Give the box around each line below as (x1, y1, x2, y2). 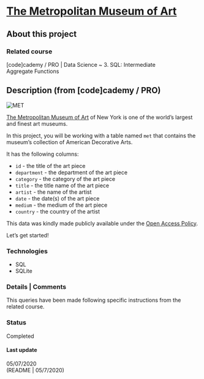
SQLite (15, 267, 32, 274)
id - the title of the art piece (15, 162, 86, 169)
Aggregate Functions (6, 67, 59, 75)
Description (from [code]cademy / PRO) (6, 85, 161, 96)
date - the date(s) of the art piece (15, 194, 100, 202)
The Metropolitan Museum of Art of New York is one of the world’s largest (6, 113, 193, 121)
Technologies (6, 247, 48, 255)
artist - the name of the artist (15, 188, 92, 196)
